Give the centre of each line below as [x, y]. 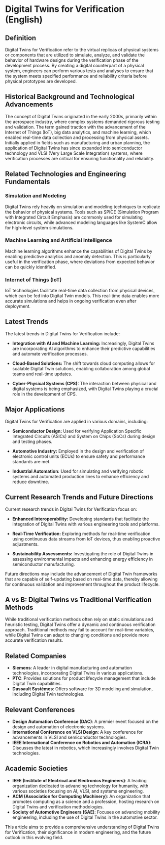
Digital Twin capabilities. [37, 684]
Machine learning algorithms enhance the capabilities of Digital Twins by [79, 251]
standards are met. [31, 461]
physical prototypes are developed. [41, 81]
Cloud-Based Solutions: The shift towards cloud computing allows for [83, 363]
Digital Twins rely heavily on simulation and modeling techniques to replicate [83, 207]
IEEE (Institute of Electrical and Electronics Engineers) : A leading [79, 780]
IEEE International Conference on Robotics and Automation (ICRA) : [82, 742]
